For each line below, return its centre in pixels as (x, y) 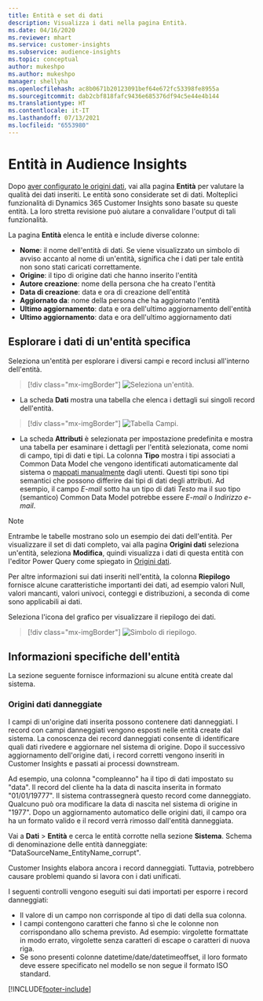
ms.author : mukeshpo (42, 74)
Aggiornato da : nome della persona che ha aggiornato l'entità (119, 300)
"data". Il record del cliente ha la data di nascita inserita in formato (115, 787)
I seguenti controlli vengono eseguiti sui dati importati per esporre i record (128, 892)
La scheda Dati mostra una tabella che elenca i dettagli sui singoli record (137, 399)
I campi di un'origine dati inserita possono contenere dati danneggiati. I (123, 721)
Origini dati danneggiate (55, 704)
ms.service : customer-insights (59, 45)
